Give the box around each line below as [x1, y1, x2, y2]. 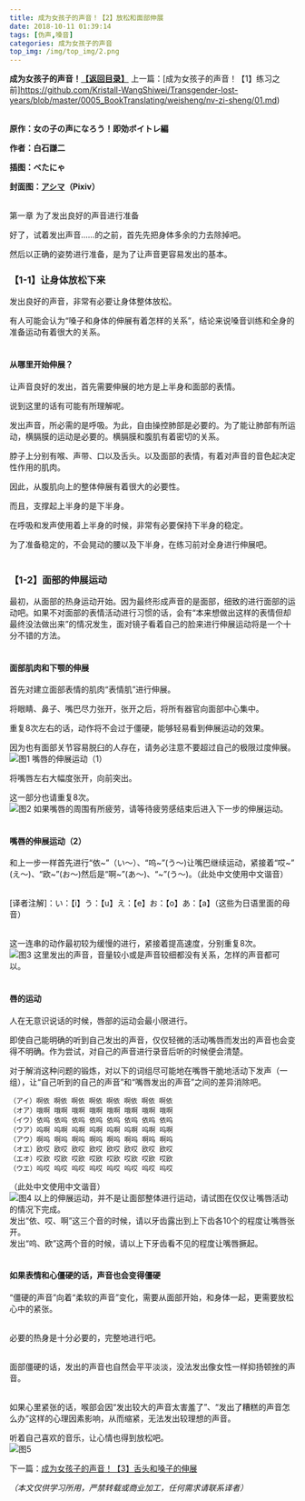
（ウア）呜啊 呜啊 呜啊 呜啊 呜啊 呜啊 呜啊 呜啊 [9, 1125, 173, 1135]
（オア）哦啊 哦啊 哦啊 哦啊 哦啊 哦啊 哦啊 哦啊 [9, 1106, 173, 1115]
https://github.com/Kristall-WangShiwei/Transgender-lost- [20, 85, 239, 95]
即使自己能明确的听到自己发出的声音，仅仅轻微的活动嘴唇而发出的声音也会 [9, 1034, 288, 1046]
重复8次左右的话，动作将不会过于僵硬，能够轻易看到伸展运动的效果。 [9, 723, 270, 734]
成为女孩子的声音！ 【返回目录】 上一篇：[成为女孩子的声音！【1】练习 [9, 74, 272, 85]
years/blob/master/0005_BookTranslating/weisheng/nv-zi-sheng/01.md [9, 95, 278, 105]
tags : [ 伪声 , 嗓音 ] [9, 30, 74, 39]
